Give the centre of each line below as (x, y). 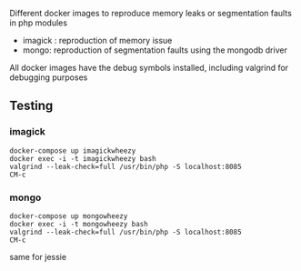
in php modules (39, 23)
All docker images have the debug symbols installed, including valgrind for (149, 68)
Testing (31, 106)
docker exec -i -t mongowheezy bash (79, 224)
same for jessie (38, 256)
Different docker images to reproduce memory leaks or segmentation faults (151, 13)
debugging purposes (49, 77)
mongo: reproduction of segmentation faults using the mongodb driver (155, 50)
